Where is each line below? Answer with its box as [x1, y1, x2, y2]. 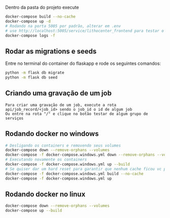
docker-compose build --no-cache [5, 14, 76, 19]
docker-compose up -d [5, 19, 51, 24]
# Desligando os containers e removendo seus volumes [5, 143, 121, 148]
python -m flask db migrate [5, 70, 65, 76]
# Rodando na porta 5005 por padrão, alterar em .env [5, 23, 121, 28]
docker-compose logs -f [5, 33, 56, 38]
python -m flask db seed [5, 75, 58, 80]
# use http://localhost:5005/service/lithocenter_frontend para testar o [5, 28, 164, 33]
